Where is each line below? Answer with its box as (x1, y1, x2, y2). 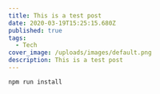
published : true (8, 26, 62, 34)
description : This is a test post (8, 57, 124, 65)
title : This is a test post (8, 11, 102, 20)
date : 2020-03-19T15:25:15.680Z (8, 19, 116, 27)
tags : (8, 33, 26, 42)
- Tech (15, 41, 38, 49)
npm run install (8, 77, 62, 86)
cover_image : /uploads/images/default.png (8, 49, 152, 57)
